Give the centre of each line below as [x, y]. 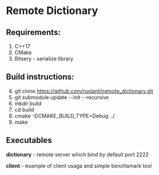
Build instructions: [40, 77]
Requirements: [33, 32]
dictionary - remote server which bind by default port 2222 [77, 154]
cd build [24, 110]
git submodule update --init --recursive [61, 97]
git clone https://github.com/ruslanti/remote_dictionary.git [84, 91]
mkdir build [28, 103]
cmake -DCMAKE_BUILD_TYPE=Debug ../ [64, 116]
